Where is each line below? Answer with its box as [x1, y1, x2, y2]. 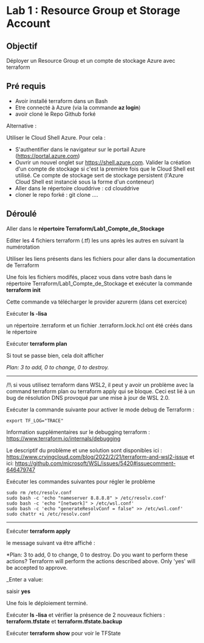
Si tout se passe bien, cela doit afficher [6, 352, 104, 359]
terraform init [6, 286, 41, 293]
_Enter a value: [6, 575, 44, 583]
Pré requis [6, 81, 46, 91]
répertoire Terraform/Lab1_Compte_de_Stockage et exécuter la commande [6, 280, 192, 287]
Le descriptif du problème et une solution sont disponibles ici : [6, 446, 162, 454]
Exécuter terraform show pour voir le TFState [6, 629, 121, 637]
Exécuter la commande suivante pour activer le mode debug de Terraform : [6, 406, 194, 413]
